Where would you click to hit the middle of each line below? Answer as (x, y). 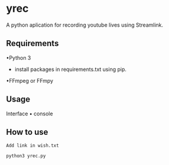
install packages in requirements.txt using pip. (70, 69)
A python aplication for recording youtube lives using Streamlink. (85, 25)
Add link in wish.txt (33, 146)
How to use (27, 132)
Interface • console (29, 114)
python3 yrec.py (26, 156)
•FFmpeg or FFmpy (30, 80)
